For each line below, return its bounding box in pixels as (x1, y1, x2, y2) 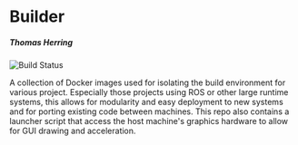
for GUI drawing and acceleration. (9, 125, 136, 137)
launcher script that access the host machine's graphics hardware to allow (9, 116, 289, 127)
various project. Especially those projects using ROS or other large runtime (9, 87, 289, 98)
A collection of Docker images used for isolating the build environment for (9, 77, 286, 88)
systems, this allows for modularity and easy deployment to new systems (9, 97, 283, 108)
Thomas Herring (9, 36, 74, 47)
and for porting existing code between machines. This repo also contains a (9, 106, 290, 117)
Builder (9, 6, 65, 27)
